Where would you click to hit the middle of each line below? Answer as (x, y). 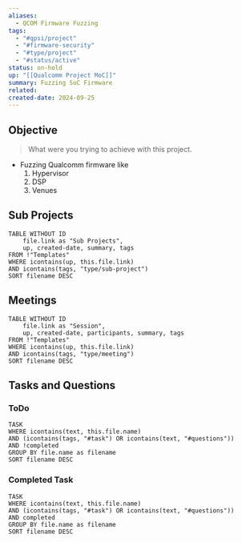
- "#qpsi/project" (46, 38)
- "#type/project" (46, 53)
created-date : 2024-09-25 (51, 98)
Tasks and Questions (62, 385)
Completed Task (41, 480)
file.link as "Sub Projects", (73, 241)
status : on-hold (35, 68)
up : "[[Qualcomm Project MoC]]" (62, 75)
